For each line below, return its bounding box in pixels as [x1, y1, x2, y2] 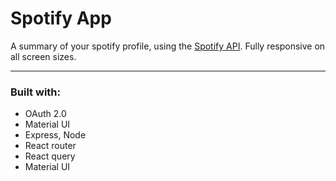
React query [24, 150, 76, 162]
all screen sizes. [10, 50, 77, 62]
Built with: [10, 85, 61, 99]
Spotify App [10, 7, 112, 30]
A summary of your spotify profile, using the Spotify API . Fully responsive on [10, 40, 326, 52]
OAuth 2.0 [24, 108, 67, 120]
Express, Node [24, 129, 87, 141]
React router [24, 140, 77, 152]
